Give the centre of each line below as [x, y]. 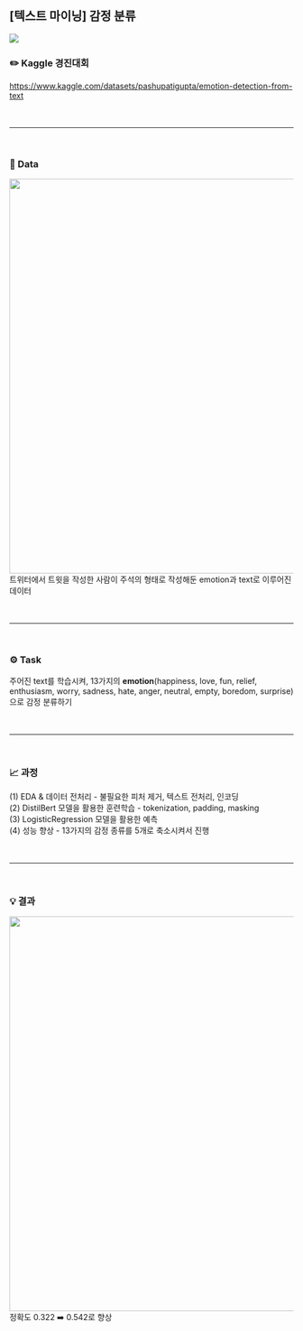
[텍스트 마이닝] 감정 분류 [73, 16]
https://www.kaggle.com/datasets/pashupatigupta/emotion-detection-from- [151, 86]
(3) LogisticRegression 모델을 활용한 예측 [83, 819]
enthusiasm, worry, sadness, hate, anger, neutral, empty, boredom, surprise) [151, 691]
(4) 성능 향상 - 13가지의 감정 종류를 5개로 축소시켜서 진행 [110, 830]
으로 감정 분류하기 [41, 701]
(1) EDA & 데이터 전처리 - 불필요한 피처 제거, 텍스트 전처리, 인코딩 [124, 796]
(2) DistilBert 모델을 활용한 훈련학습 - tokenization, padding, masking [134, 808]
